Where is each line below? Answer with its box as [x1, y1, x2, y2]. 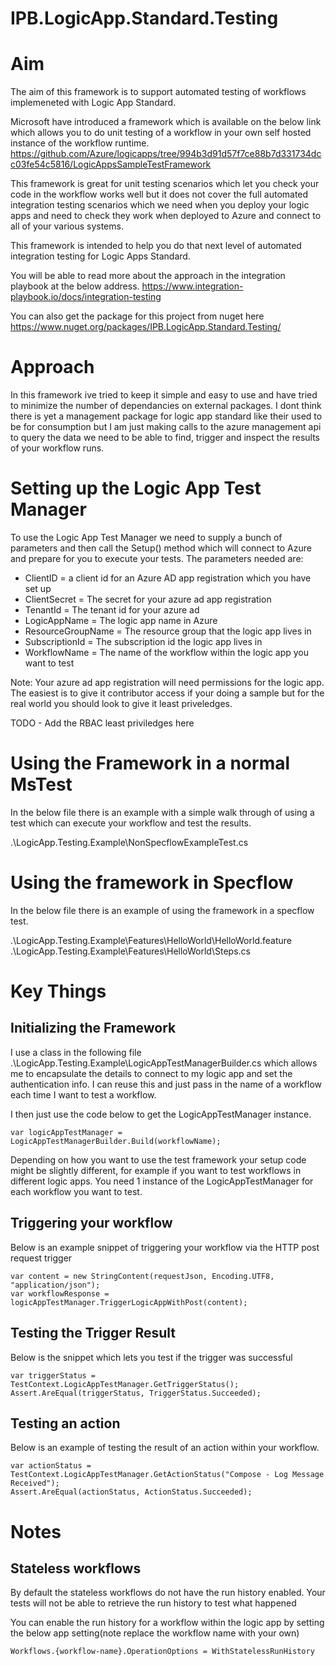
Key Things [10, 980, 107, 1003]
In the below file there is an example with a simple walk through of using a [10, 806, 315, 818]
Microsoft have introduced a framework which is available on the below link [10, 116, 322, 128]
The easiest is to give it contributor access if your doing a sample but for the [10, 687, 325, 699]
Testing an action [10, 1415, 121, 1432]
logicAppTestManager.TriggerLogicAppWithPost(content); [10, 1297, 248, 1307]
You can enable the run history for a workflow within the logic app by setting [10, 1617, 325, 1629]
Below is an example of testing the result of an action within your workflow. [10, 1442, 320, 1454]
